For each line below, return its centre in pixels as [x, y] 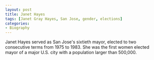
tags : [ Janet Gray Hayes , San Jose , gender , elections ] [64, 19]
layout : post [19, 10]
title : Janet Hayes [25, 14]
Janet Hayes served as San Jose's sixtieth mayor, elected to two [71, 42]
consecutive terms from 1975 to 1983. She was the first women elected [77, 47]
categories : [17, 23]
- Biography [17, 28]
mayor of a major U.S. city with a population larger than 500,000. [71, 53]
